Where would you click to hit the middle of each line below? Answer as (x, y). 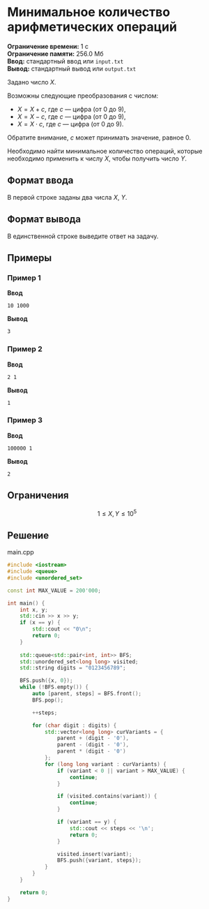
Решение (28, 535)
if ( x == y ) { (40, 623)
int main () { (26, 603)
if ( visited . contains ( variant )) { (107, 797)
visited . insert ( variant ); (94, 854)
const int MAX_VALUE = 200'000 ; (54, 591)
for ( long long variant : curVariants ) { (106, 764)
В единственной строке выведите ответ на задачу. (83, 236)
